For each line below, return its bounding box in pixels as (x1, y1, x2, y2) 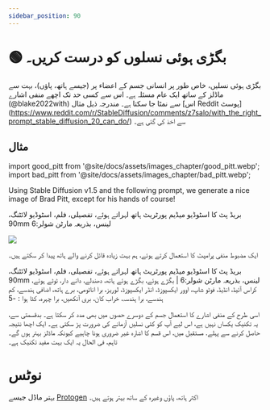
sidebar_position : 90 (8, 11, 81, 20)
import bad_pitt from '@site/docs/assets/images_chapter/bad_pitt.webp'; (8, 170, 251, 180)
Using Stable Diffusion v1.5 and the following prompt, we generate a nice (8, 186, 250, 195)
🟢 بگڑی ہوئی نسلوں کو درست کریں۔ (8, 48, 227, 66)
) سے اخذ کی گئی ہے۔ (128, 116, 186, 126)
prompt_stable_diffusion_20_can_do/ (8, 116, 130, 126)
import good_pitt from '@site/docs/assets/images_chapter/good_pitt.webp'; (8, 161, 260, 171)
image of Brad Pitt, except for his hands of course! (8, 195, 176, 204)
